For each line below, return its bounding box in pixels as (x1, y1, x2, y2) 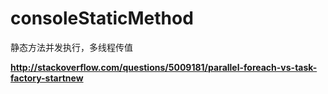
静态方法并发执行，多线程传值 (10, 41, 133, 53)
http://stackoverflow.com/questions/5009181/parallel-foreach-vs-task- (10, 61, 318, 73)
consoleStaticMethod (10, 7, 194, 30)
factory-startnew (10, 72, 84, 84)
